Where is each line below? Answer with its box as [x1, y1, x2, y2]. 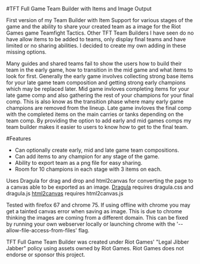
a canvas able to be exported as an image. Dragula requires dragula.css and [6, 183, 194, 191]
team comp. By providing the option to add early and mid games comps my [6, 117, 192, 124]
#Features [6, 135, 32, 142]
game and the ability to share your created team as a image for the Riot [6, 23, 181, 30]
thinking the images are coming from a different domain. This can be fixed [6, 214, 189, 221]
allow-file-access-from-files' [6, 227, 78, 234]
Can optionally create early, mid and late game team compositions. [14, 146, 179, 154]
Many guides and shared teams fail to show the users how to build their [6, 60, 182, 67]
